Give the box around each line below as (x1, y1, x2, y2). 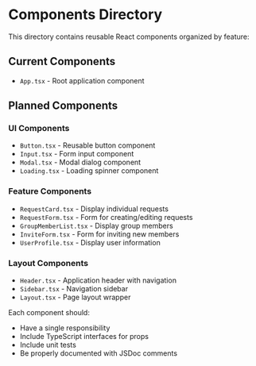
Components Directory (8, 6, 163, 24)
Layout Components (8, 257, 89, 268)
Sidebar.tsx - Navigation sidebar (19, 284, 129, 294)
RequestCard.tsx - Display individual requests (19, 204, 169, 214)
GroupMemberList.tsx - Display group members (19, 221, 173, 230)
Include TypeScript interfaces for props (19, 332, 149, 341)
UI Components (8, 123, 70, 134)
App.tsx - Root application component (19, 75, 145, 85)
